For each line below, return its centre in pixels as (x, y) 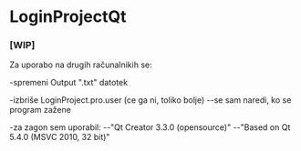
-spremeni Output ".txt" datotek (69, 83)
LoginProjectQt (68, 17)
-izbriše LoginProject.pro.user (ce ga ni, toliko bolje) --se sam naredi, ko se (150, 100)
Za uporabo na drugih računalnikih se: (81, 65)
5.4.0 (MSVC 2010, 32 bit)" (60, 137)
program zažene (40, 110)
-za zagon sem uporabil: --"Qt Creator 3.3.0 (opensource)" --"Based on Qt (150, 127)
